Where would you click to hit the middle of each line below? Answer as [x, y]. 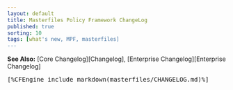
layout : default [31, 13]
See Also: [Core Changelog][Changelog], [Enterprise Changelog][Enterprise [116, 59]
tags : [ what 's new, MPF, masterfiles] [63, 39]
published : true [31, 26]
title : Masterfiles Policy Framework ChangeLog [78, 20]
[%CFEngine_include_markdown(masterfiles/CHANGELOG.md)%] [108, 80]
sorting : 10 [24, 33]
